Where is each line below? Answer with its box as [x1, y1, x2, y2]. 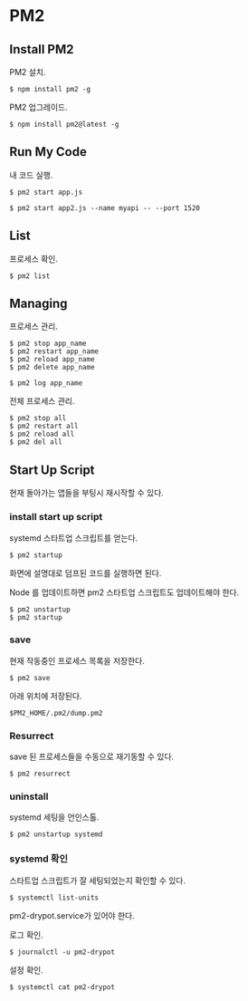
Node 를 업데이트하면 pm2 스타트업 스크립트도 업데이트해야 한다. [9, 586, 240, 598]
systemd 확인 [9, 852, 68, 865]
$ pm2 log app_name [9, 379, 83, 388]
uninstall [9, 790, 49, 803]
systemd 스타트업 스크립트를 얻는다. [9, 532, 138, 544]
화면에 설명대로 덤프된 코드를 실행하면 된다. [9, 567, 162, 578]
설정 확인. [9, 964, 43, 975]
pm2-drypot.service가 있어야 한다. [9, 910, 135, 920]
